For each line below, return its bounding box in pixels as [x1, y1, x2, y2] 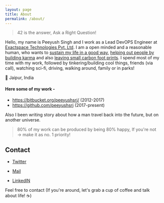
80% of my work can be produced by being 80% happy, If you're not [17, 126, 157, 132]
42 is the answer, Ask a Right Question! [17, 30, 96, 36]
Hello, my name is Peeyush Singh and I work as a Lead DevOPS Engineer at [5, 39, 158, 45]
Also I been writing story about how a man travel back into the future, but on [5, 111, 159, 118]
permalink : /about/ [5, 16, 45, 21]
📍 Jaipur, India [5, 75, 34, 81]
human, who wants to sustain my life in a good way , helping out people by [5, 50, 154, 55]
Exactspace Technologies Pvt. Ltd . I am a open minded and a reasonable [5, 45, 152, 51]
